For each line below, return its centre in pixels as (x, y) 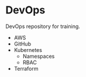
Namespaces (39, 56)
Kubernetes (28, 50)
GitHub (23, 44)
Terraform (26, 68)
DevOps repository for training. (43, 26)
